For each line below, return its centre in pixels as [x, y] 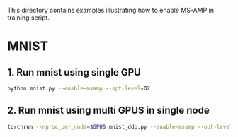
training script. [28, 18]
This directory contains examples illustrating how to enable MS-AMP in [111, 10]
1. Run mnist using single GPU [74, 72]
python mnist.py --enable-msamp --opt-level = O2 [79, 88]
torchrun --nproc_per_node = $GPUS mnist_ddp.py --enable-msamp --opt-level [120, 126]
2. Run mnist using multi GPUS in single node [109, 111]
